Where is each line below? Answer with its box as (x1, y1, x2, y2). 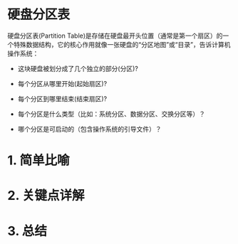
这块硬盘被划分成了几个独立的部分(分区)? (17, 64, 139, 73)
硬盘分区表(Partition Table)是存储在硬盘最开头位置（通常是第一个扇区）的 (7, 31, 223, 40)
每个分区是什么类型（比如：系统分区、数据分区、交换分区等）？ (17, 110, 205, 118)
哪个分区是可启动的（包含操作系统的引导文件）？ (17, 124, 162, 133)
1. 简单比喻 (7, 152, 70, 169)
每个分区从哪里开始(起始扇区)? (17, 79, 108, 87)
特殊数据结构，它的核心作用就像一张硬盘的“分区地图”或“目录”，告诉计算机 (13, 40, 231, 48)
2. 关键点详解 (7, 188, 85, 203)
